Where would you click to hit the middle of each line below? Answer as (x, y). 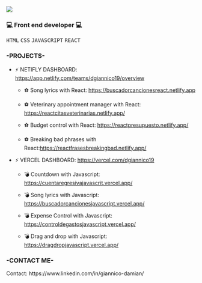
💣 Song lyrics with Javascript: (61, 195)
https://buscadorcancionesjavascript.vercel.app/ (84, 203)
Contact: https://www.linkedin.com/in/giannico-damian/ (75, 273)
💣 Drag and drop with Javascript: (66, 236)
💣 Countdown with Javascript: (62, 174)
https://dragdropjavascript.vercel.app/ (71, 245)
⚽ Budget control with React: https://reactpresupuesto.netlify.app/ (106, 125)
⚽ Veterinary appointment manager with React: (82, 104)
